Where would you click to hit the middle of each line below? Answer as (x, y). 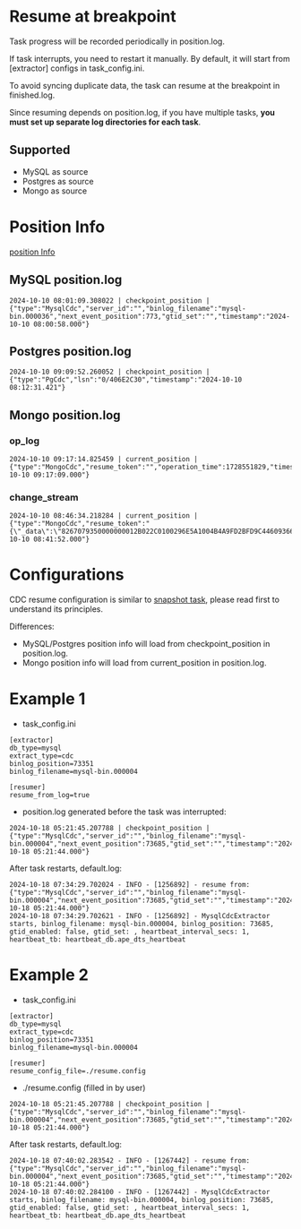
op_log (25, 441)
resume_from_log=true (50, 795)
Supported (40, 150)
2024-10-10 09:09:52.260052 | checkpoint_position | (110, 372)
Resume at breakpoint (93, 17)
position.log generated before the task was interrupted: (124, 812)
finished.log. (32, 95)
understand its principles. (56, 609)
